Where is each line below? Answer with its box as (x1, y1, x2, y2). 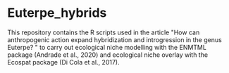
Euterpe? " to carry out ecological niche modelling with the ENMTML (7, 43, 206, 51)
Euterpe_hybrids (7, 5, 107, 21)
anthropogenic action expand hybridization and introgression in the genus (7, 35, 222, 44)
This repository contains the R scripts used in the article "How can (7, 28, 200, 36)
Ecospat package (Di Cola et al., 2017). (7, 58, 120, 66)
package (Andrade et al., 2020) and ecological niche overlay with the (7, 51, 209, 59)
